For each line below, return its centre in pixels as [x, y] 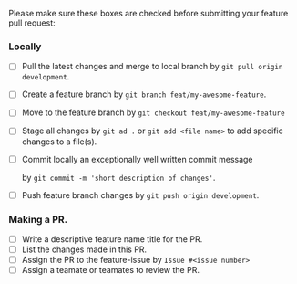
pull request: [32, 23]
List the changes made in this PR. [84, 249]
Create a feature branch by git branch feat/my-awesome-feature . [144, 94]
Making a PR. [38, 219]
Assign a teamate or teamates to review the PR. [110, 270]
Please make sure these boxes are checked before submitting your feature [148, 13]
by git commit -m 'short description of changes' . [118, 177]
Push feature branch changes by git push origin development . [140, 195]
